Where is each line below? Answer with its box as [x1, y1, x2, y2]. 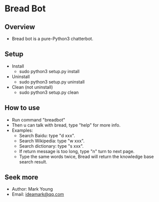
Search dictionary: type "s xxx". [19, 143, 84, 149]
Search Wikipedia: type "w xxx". [19, 138, 85, 144]
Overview [4, 23, 36, 31]
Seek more [4, 173, 39, 182]
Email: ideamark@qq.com [11, 191, 64, 198]
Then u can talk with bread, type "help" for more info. [11, 122, 120, 128]
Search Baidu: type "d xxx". [19, 132, 75, 138]
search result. [19, 159, 47, 164]
